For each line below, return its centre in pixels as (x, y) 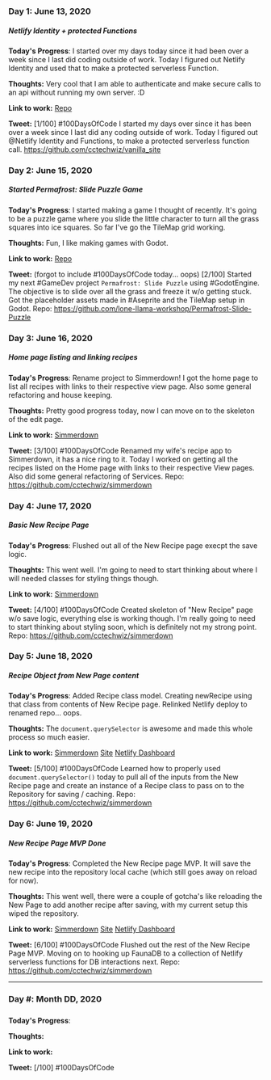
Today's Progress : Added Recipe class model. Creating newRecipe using (130, 696)
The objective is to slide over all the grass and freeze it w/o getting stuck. (130, 291)
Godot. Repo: (30, 308)
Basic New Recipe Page (49, 525)
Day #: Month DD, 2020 (55, 999)
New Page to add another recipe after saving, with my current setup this (128, 905)
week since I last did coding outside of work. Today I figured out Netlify (127, 59)
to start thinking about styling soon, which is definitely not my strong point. (133, 626)
